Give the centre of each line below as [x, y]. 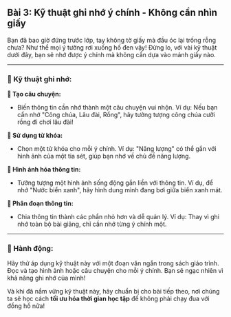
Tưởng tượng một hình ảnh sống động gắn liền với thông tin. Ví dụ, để [115, 183]
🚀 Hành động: [30, 249]
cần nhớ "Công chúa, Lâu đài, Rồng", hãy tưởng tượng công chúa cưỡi [116, 115]
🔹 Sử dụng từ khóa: [35, 136]
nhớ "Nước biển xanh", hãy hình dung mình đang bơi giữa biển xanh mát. [120, 190]
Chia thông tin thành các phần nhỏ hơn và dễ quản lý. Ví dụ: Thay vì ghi [118, 217]
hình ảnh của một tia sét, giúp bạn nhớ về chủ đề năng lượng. [104, 156]
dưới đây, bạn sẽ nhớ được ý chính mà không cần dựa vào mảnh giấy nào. [112, 54]
